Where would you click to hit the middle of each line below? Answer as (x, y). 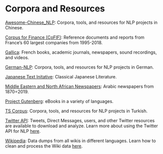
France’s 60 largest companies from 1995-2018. (54, 42)
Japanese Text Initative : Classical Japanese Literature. (61, 77)
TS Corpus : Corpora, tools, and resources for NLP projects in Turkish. (77, 111)
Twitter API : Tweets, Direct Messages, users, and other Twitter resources (80, 120)
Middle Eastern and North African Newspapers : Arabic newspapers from (80, 86)
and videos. (17, 57)
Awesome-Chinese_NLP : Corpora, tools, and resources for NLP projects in (81, 22)
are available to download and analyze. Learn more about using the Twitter (81, 126)
